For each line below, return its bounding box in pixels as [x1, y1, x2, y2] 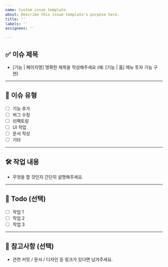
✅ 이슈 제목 [5, 50, 38, 58]
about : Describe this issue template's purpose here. [5, 12, 120, 17]
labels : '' [5, 21, 28, 26]
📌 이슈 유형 [5, 91, 37, 100]
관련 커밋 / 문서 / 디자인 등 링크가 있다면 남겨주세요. [12, 256, 113, 262]
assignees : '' [5, 26, 35, 31]
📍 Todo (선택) [5, 194, 46, 203]
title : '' [5, 16, 26, 21]
